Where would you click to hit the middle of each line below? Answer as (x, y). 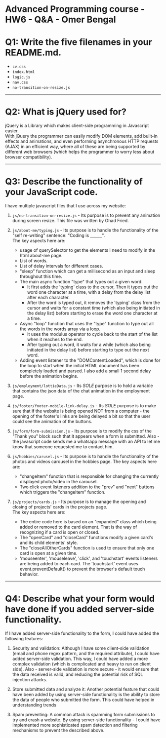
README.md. (33, 53)
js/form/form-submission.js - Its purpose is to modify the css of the (82, 431)
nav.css (20, 82)
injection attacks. (30, 679)
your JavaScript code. (51, 192)
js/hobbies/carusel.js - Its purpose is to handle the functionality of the (85, 456)
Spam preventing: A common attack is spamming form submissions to (83, 714)
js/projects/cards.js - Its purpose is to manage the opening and (79, 502)
